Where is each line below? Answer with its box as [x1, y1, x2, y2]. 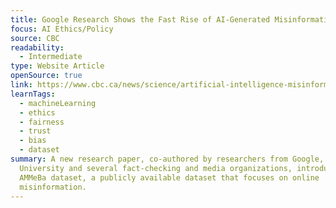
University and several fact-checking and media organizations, [19, 163, 293, 173]
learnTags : [10, 89, 56, 99]
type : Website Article [10, 61, 105, 71]
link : [10, 80, 33, 90]
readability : [10, 42, 65, 53]
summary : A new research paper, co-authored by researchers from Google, [10, 154, 325, 164]
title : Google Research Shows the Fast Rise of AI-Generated [10, 14, 271, 25]
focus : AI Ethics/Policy [10, 24, 114, 34]
